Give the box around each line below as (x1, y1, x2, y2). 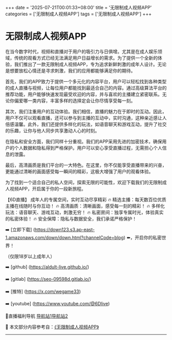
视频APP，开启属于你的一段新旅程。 (9, 185, 86, 191)
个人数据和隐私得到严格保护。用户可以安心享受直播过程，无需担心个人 (14, 144, 162, 151)
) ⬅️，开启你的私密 (123, 234, 162, 240)
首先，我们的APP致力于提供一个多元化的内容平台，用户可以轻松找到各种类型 (5, 78, 167, 84)
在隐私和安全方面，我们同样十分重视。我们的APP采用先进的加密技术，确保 (5, 138, 162, 144)
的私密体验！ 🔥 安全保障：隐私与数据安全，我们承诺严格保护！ (5, 215, 137, 222)
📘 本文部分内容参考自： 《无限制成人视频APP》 (5, 324, 99, 330)
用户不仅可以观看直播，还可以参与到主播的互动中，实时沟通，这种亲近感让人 (5, 114, 167, 121)
